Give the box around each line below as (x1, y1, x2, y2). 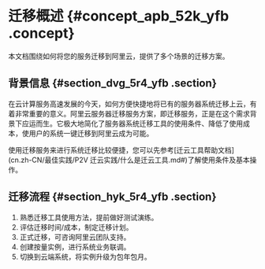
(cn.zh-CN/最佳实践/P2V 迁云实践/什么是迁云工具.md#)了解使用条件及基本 (8, 155, 250, 164)
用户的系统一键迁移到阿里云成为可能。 (28, 128, 154, 138)
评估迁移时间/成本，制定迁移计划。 (19, 222, 133, 232)
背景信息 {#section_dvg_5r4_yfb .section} (8, 76, 217, 90)
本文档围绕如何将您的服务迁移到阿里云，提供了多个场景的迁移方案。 (8, 51, 230, 61)
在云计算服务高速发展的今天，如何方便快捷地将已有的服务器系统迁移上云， (8, 99, 250, 109)
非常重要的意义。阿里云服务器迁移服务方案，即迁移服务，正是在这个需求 (14, 109, 250, 118)
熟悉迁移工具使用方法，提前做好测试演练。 (19, 212, 159, 222)
